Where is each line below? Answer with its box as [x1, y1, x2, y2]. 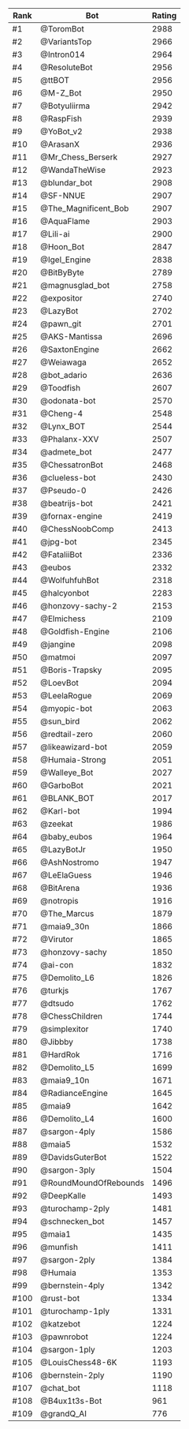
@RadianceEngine [40, 1088, 109, 1098]
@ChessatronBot [40, 459, 104, 470]
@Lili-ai [40, 229, 70, 239]
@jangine [40, 639, 76, 649]
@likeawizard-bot [40, 742, 108, 752]
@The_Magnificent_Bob [40, 203, 129, 214]
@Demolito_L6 [40, 972, 94, 983]
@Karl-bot [40, 806, 80, 816]
